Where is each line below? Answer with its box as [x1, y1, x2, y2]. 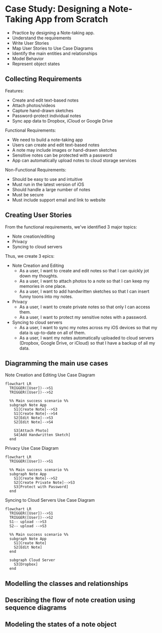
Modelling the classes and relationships [5, 580, 128, 588]
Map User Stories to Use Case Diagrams [12, 45, 93, 51]
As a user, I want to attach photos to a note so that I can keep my [19, 278, 150, 284]
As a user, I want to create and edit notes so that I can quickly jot [19, 267, 149, 273]
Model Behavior [12, 55, 44, 61]
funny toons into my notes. [19, 293, 73, 299]
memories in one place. [19, 283, 67, 289]
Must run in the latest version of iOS [12, 181, 84, 187]
